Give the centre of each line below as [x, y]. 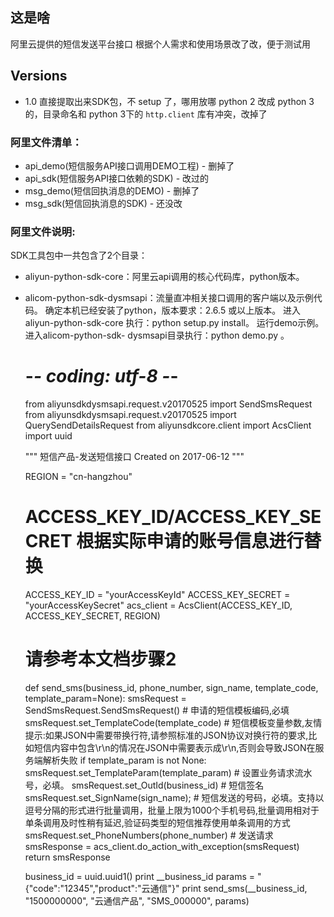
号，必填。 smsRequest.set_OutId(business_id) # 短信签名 [144, 785]
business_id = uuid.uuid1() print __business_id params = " [143, 877]
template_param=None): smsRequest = [105, 699]
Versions [39, 76]
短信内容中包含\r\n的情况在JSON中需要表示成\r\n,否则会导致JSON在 [174, 748]
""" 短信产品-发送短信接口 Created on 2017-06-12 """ [134, 457]
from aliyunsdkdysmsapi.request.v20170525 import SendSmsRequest [168, 404]
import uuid [48, 436]
